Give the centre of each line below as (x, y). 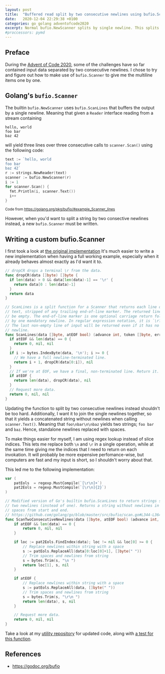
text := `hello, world (28, 159)
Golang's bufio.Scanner (41, 96)
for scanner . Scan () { (27, 187)
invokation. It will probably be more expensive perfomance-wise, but (74, 454)
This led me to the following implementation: (50, 469)
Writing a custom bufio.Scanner (55, 239)
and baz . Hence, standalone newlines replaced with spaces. (66, 429)
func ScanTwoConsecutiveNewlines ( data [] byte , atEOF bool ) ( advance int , (82, 519)
